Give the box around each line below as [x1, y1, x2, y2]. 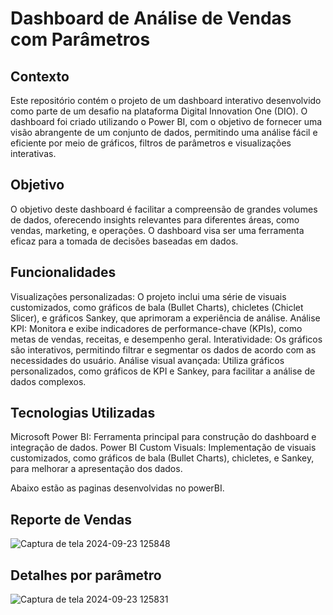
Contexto [10, 68, 70, 85]
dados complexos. [10, 375, 87, 387]
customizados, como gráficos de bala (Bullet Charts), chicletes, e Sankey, [10, 452, 315, 464]
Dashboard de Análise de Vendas [10, 7, 292, 30]
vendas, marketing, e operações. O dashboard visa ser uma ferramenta [10, 224, 305, 236]
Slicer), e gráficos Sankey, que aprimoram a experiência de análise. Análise [10, 312, 321, 324]
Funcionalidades [10, 264, 117, 281]
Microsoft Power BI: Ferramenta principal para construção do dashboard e [10, 431, 317, 443]
